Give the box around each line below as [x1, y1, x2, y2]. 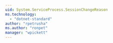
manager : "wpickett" [5, 30, 48, 35]
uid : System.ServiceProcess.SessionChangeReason [5, 7, 108, 12]
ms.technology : [5, 12, 37, 17]
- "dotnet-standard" [9, 16, 52, 21]
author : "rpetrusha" [5, 21, 48, 26]
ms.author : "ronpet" [5, 26, 48, 31]
